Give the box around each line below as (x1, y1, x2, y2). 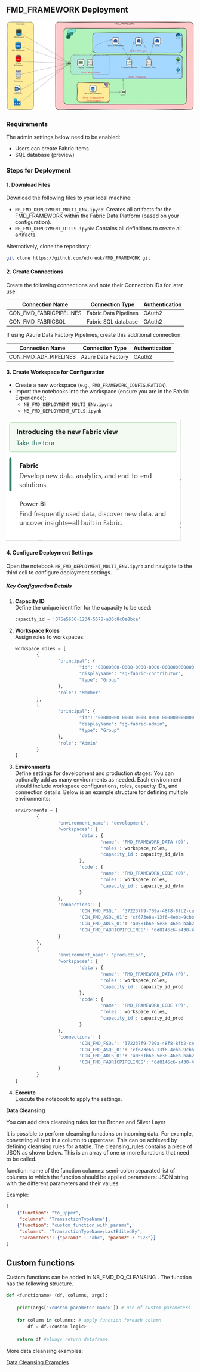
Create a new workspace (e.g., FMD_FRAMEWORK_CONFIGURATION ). (14, 382, 168, 389)
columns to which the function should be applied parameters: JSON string (6, 1173, 189, 1180)
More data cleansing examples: (6, 1347, 84, 1354)
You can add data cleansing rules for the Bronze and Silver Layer (6, 1118, 166, 1125)
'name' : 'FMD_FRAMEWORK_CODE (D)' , (100, 870, 189, 876)
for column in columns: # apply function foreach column (17, 1318, 162, 1324)
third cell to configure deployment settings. (6, 568, 112, 576)
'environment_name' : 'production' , (57, 952, 146, 958)
